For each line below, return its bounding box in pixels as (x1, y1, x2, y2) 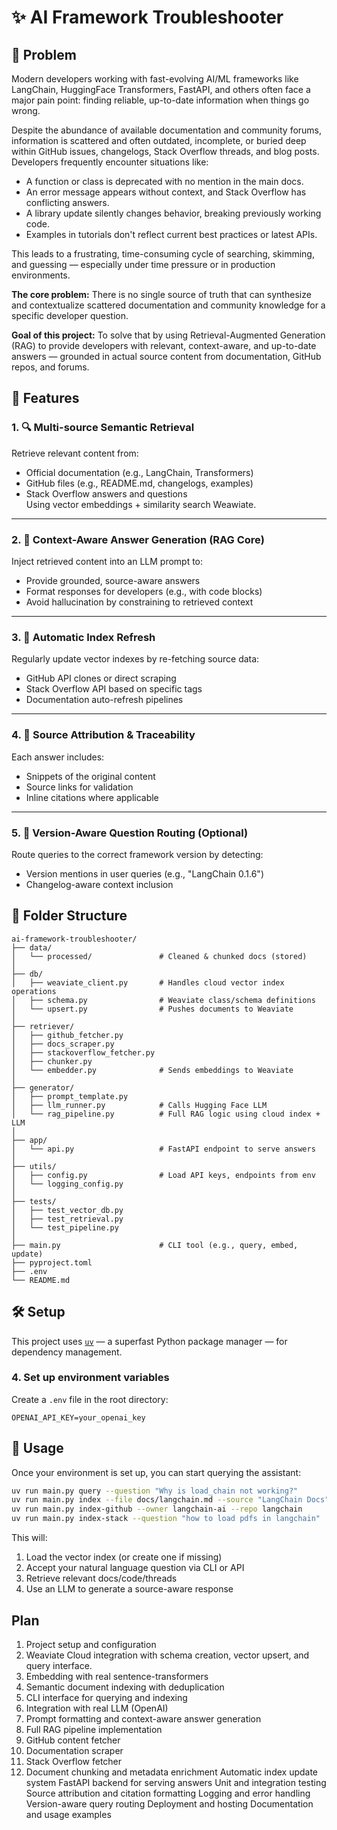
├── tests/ (11, 1196, 57, 1206)
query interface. (25, 1659, 93, 1671)
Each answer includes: (11, 751, 105, 763)
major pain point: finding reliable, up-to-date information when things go (11, 94, 310, 106)
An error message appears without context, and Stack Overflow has (25, 186, 307, 198)
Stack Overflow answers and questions (25, 487, 188, 500)
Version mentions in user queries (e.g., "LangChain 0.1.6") (25, 867, 264, 880)
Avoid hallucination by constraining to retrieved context (25, 596, 254, 608)
